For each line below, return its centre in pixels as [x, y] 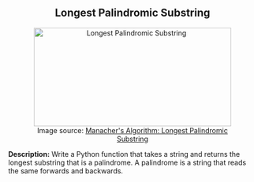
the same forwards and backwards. [66, 171]
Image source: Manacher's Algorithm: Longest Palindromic [133, 130]
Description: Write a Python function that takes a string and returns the [124, 154]
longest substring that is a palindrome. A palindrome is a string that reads [127, 162]
